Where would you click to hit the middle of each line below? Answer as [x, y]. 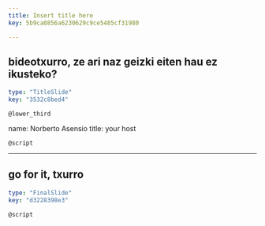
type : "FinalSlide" [40, 193]
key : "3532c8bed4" [38, 100]
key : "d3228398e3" [38, 200]
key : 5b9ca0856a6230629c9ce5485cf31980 [74, 23]
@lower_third [30, 114]
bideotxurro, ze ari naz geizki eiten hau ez [113, 61]
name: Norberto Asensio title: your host [72, 129]
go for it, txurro [46, 175]
